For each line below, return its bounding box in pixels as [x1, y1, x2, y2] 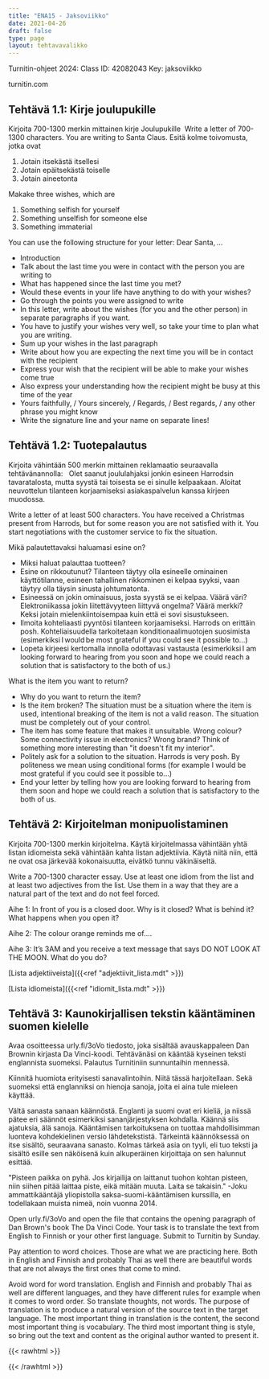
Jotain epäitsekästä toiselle [19, 165, 111, 174]
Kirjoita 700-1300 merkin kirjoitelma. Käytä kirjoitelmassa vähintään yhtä [8, 839, 247, 848]
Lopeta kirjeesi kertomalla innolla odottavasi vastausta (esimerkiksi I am [19, 643, 257, 653]
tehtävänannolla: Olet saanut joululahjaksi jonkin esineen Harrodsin [8, 468, 234, 478]
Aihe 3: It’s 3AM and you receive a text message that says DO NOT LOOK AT [8, 944, 261, 954]
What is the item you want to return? [8, 676, 128, 686]
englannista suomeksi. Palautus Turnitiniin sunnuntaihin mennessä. [8, 1058, 230, 1068]
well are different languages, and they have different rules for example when [8, 1288, 261, 1298]
